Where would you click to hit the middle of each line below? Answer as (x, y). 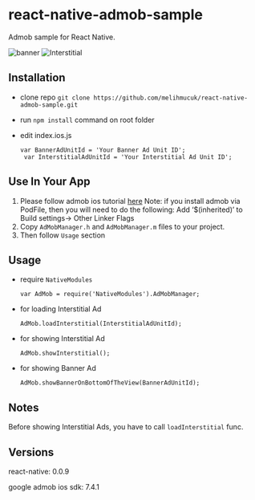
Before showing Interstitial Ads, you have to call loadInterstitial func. (126, 427)
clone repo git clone (55, 97)
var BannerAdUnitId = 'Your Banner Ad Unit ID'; (103, 150)
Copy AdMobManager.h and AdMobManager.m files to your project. (122, 226)
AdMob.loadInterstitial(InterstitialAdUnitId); (101, 324)
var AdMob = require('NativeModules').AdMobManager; (110, 295)
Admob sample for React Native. (62, 37)
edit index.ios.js (46, 135)
